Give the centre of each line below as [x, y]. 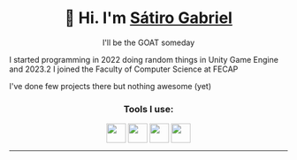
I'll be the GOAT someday [148, 42]
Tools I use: [148, 109]
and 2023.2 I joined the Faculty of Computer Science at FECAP [124, 69]
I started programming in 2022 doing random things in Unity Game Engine [144, 59]
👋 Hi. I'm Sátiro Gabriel [148, 18]
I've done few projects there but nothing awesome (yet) [110, 86]
